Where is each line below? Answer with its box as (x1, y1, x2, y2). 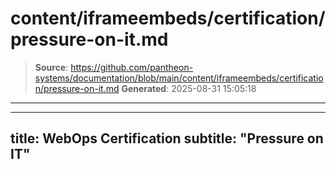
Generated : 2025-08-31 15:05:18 (121, 82, 257, 94)
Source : (34, 61, 69, 73)
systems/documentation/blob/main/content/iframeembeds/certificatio (34, 72, 324, 84)
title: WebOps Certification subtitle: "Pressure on (10, 130, 324, 147)
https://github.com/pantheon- (70, 61, 194, 73)
